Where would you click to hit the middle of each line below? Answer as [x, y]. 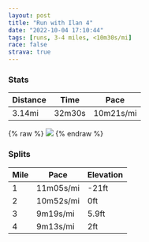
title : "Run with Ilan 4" [50, 23]
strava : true [30, 52]
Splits [19, 155]
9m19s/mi [56, 214]
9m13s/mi [56, 226]
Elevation [105, 174]
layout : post [30, 15]
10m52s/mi [58, 200]
